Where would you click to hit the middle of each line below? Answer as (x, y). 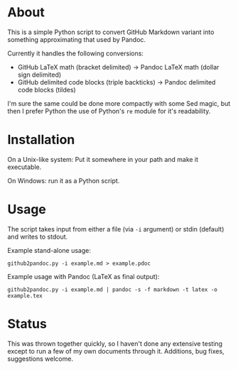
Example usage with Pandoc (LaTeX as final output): (83, 276)
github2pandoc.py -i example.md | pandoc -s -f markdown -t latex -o (113, 289)
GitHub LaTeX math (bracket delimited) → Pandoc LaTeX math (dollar (118, 67)
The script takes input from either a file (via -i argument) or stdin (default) (116, 229)
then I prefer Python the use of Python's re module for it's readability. (109, 111)
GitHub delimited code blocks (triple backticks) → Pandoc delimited (117, 82)
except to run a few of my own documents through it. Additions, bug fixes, (116, 351)
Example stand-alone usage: (49, 250)
